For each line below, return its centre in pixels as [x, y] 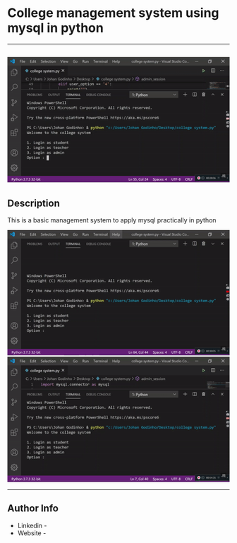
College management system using [114, 13]
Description [34, 203]
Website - [32, 533]
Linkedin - [32, 525]
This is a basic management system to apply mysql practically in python [112, 220]
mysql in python [55, 28]
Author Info [33, 509]
